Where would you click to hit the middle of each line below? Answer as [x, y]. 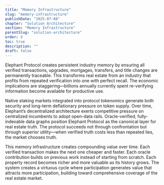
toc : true [15, 42]
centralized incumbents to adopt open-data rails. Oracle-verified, [71, 116]
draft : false [18, 51]
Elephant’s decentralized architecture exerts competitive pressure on [74, 111]
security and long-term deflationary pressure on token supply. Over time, [79, 106]
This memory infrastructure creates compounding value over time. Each [78, 147]
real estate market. [24, 178]
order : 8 [14, 37]
